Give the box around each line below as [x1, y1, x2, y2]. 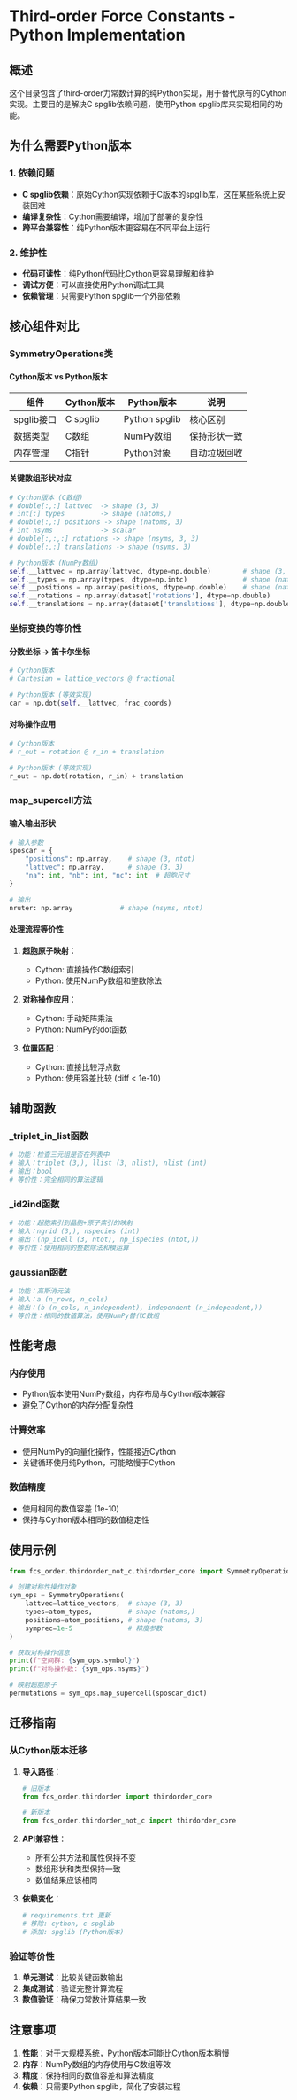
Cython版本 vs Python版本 [9, 371, 109, 382]
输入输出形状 [9, 817, 56, 828]
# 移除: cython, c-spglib [21, 1919, 115, 1929]
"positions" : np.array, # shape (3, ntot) [25, 855, 196, 863]
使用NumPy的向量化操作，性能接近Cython [21, 1446, 177, 1456]
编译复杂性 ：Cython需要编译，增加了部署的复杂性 [21, 211, 204, 222]
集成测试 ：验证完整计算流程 [21, 1983, 124, 1994]
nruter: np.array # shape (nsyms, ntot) [9, 903, 203, 912]
